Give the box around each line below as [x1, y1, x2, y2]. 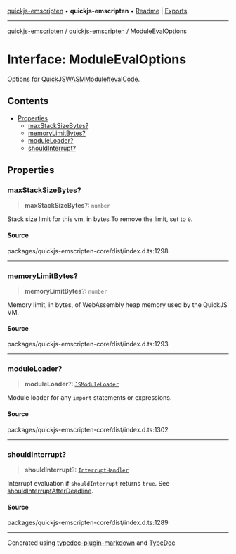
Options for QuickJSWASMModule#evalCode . [7, 75, 140, 83]
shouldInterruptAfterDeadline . [7, 486, 93, 495]
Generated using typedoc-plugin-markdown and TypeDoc [7, 539, 176, 547]
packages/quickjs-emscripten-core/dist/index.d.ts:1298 [7, 246, 169, 255]
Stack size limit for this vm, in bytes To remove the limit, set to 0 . [7, 215, 193, 223]
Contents [7, 95, 49, 107]
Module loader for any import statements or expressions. [7, 394, 172, 402]
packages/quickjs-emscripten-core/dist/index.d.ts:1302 [7, 425, 169, 434]
